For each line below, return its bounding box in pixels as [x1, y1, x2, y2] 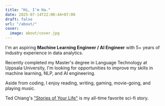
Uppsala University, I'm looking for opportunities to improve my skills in [5, 65, 153, 71]
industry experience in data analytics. [5, 50, 83, 56]
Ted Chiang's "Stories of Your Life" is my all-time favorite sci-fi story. [5, 95, 149, 101]
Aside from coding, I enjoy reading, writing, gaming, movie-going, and [5, 80, 151, 86]
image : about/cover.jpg [10, 31, 60, 36]
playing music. [5, 85, 36, 91]
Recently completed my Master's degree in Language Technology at [5, 60, 147, 65]
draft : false [5, 17, 33, 22]
